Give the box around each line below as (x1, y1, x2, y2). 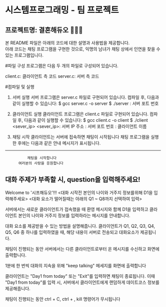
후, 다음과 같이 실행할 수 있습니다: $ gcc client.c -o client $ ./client (17, 117, 148, 123)
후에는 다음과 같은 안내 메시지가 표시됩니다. (17, 140, 101, 146)
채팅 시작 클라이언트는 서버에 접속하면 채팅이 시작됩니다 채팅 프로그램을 (12, 134, 150, 140)
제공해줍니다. (5, 285, 31, 291)
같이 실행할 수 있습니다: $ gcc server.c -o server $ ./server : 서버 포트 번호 (12, 101, 159, 106)
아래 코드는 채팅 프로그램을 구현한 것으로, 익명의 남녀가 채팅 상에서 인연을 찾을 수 (5, 46, 161, 52)
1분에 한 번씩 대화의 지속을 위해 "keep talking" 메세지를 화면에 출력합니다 (5, 262, 147, 268)
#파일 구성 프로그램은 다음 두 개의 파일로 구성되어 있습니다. (5, 63, 119, 68)
